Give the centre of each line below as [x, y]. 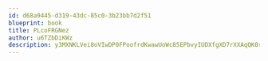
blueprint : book [35, 23]
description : [30, 45]
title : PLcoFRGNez [39, 30]
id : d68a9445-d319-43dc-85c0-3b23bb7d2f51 [80, 15]
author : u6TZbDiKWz [41, 38]
